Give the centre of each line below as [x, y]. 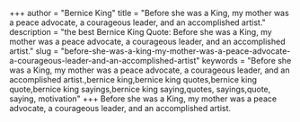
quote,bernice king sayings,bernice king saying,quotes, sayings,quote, [140, 89]
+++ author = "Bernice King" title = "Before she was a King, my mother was [149, 13]
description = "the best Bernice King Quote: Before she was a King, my [141, 32]
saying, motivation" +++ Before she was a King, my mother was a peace [143, 99]
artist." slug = [34, 51]
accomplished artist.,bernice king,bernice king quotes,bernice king [133, 79]
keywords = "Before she [247, 61]
